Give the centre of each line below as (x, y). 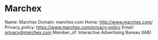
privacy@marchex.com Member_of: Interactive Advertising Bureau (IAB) (78, 32)
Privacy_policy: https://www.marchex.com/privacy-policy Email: (69, 27)
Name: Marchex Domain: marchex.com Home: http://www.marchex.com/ (79, 22)
